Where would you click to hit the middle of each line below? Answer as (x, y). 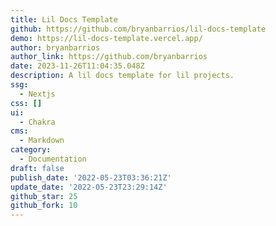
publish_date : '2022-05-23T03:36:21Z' (91, 177)
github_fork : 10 (44, 206)
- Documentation (53, 159)
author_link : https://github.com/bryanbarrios (109, 57)
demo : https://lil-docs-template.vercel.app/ (106, 38)
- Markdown (42, 141)
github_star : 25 (44, 196)
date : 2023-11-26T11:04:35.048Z (77, 66)
